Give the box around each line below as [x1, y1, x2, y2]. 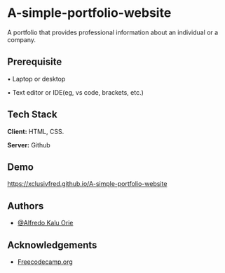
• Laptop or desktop [7, 74, 66, 83]
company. [7, 35, 36, 44]
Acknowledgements [7, 239, 97, 251]
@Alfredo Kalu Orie [17, 219, 74, 227]
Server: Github [7, 140, 50, 149]
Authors [7, 200, 44, 212]
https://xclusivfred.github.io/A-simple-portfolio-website [7, 180, 168, 188]
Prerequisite [7, 56, 62, 68]
